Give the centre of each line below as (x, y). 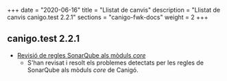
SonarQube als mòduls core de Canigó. (83, 70)
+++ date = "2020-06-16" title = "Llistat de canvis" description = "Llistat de (114, 10)
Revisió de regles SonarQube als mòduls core (81, 55)
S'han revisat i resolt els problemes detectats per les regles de (116, 62)
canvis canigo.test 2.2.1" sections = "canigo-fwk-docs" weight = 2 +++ (108, 17)
